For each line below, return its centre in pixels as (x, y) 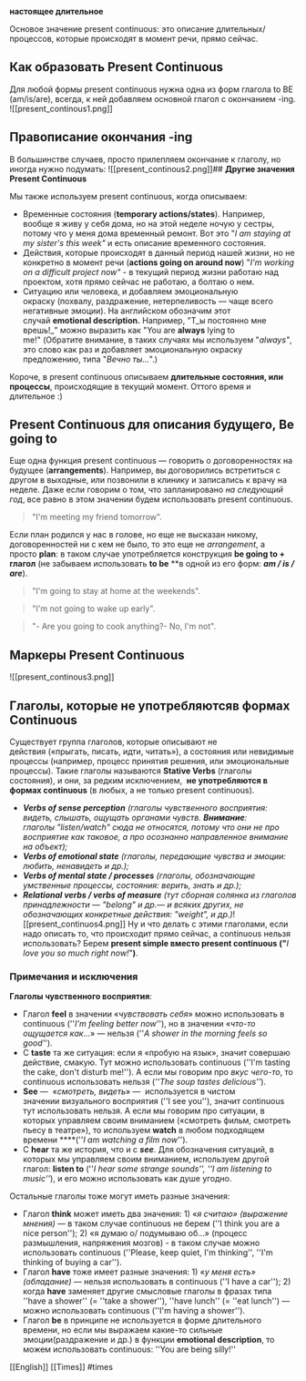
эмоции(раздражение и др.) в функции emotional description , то (148, 1340)
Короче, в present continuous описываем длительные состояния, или (147, 376)
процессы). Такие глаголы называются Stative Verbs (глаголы (131, 771)
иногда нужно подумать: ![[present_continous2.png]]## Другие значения (152, 169)
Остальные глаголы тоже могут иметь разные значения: (120, 1196)
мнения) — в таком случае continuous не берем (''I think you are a (151, 1223)
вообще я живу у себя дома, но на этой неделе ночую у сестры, (148, 223)
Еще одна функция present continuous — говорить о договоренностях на (151, 461)
